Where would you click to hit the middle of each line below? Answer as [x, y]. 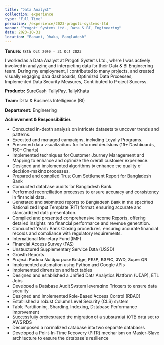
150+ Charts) [25, 150]
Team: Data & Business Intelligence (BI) [45, 100]
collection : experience [29, 14]
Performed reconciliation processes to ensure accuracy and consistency [85, 192]
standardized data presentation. [44, 212]
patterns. [21, 134]
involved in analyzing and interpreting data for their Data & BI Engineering [79, 66]
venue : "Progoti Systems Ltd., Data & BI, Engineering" [63, 28]
